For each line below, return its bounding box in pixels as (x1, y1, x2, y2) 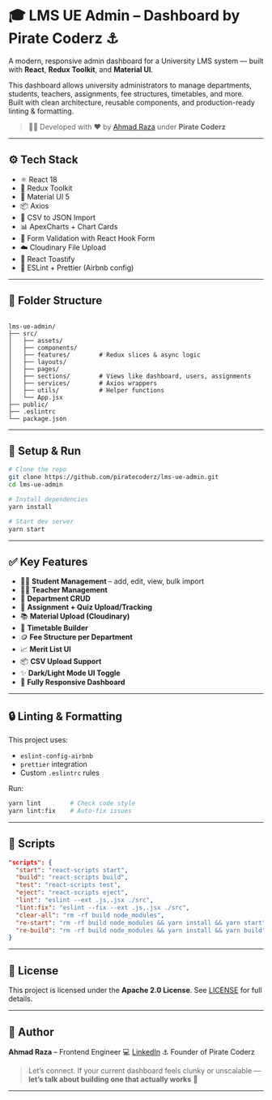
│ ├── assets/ (8, 336, 63, 345)
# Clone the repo (8, 465, 67, 474)
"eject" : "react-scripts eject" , (15, 888, 129, 897)
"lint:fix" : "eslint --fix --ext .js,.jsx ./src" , (15, 903, 190, 912)
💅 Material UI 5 (19, 191, 70, 201)
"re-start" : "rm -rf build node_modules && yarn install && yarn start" (15, 918, 266, 927)
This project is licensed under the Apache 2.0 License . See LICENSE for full (8, 986, 262, 995)
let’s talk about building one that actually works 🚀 (28, 1074, 198, 1084)
